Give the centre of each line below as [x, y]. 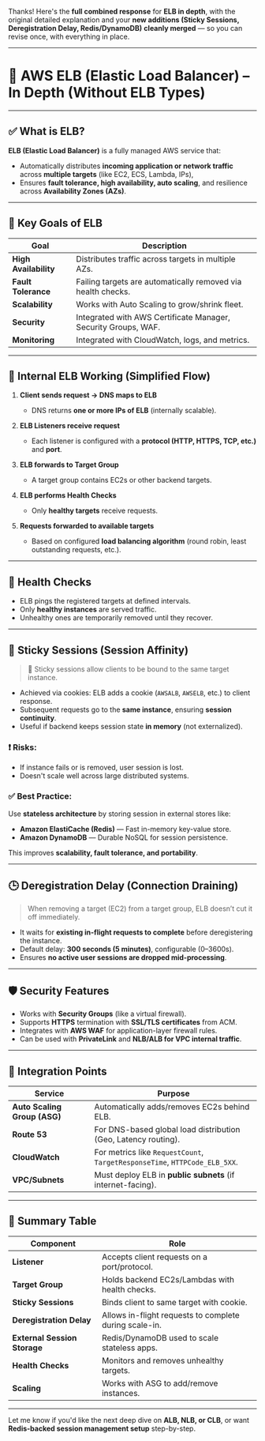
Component [53, 1243]
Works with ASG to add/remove [160, 1383]
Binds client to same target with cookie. [174, 1302]
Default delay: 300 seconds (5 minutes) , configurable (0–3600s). [127, 949]
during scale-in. [131, 1325]
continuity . [38, 718]
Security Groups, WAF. [118, 327]
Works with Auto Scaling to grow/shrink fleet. [160, 304]
